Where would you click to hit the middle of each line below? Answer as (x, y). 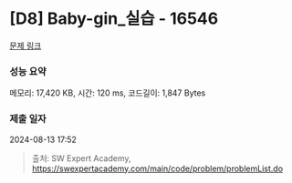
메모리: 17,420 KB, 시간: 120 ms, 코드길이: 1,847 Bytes (108, 93)
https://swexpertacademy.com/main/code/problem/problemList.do (157, 168)
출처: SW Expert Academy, (81, 158)
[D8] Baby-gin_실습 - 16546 (114, 19)
